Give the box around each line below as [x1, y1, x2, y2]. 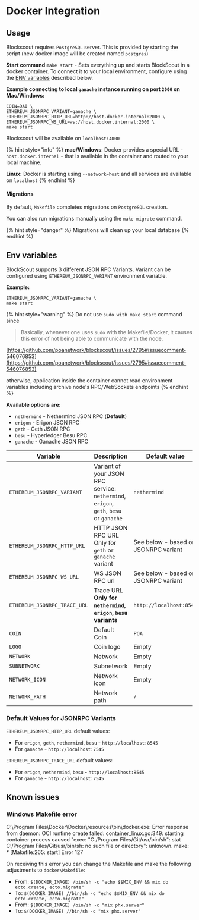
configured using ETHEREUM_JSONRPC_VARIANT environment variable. [6, 272, 168, 280]
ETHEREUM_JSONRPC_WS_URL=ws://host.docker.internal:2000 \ [6, 119, 155, 125]
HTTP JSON [94, 524, 128, 532]
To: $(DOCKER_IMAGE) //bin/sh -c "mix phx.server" [14, 908, 141, 914]
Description [94, 452, 128, 460]
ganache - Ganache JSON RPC [14, 438, 89, 445]
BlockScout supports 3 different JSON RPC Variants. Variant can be [6, 266, 171, 273]
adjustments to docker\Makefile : [6, 866, 85, 874]
